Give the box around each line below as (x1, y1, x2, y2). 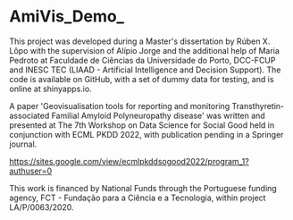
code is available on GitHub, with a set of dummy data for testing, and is (9, 73, 274, 84)
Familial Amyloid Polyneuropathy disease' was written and (51, 110, 265, 121)
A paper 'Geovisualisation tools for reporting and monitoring (9, 100, 230, 111)
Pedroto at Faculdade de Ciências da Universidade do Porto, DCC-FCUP (9, 55, 276, 65)
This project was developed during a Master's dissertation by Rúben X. (9, 36, 271, 47)
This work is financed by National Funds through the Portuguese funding (9, 182, 277, 193)
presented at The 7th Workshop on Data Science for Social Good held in (9, 119, 275, 131)
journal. (9, 139, 38, 149)
